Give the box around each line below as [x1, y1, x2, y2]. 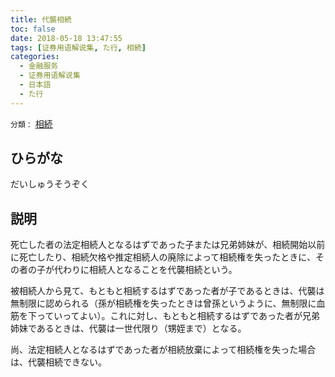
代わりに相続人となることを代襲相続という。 [53, 264, 238, 276]
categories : [10, 52, 60, 62]
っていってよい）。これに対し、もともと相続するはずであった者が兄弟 [36, 310, 320, 322]
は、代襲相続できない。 [10, 356, 107, 368]
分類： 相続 [10, 117, 53, 130]
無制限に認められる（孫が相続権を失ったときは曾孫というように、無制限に [10, 297, 317, 310]
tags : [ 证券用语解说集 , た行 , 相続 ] [10, 42, 147, 53]
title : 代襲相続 [10, 14, 72, 25]
